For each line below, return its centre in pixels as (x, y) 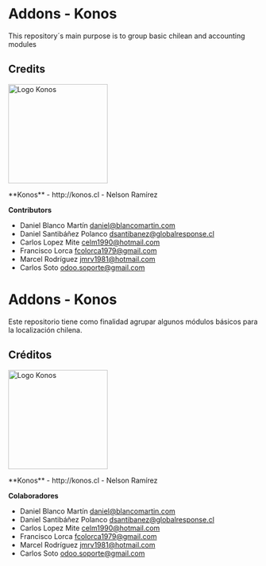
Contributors (30, 210)
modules (23, 44)
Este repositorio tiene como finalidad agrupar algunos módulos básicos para (133, 322)
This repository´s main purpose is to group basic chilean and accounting (127, 36)
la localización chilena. (45, 329)
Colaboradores (33, 495)
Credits (27, 69)
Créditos (30, 355)
